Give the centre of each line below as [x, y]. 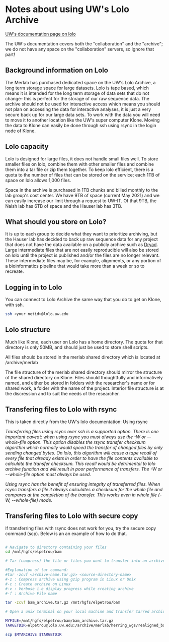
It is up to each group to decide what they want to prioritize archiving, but [81, 234]
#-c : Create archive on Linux [38, 584]
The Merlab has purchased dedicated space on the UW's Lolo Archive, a [80, 82]
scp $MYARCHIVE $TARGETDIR [33, 634]
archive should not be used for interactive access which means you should [83, 104]
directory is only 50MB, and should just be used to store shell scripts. [77, 347]
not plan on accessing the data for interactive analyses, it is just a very [78, 109]
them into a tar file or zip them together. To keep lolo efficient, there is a [79, 169]
